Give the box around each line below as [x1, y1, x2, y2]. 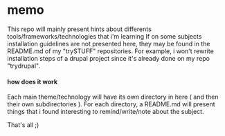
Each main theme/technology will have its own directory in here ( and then [7, 93, 219, 101]
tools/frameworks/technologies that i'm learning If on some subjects [7, 32, 202, 40]
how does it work [7, 77, 57, 86]
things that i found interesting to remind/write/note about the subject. [7, 108, 204, 116]
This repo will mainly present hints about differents [7, 25, 152, 33]
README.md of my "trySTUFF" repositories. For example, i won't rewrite [7, 47, 215, 55]
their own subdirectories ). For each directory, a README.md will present [7, 100, 216, 108]
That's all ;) [7, 121, 39, 129]
